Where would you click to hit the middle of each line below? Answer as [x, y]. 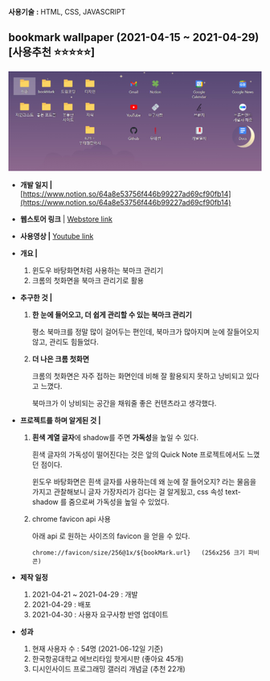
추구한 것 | [36, 298]
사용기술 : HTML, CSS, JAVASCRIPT [67, 12]
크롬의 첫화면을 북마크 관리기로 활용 [88, 281]
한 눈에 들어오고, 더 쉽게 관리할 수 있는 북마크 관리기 [112, 315]
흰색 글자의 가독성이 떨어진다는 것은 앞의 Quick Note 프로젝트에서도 [138, 455]
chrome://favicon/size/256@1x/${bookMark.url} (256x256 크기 [138, 553]
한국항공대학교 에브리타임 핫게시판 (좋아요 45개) [108, 659]
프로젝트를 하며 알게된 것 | [60, 420]
